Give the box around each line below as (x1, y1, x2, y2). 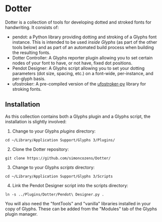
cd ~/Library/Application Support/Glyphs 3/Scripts (5, 174, 113, 179)
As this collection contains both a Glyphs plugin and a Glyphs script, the (5, 113, 151, 119)
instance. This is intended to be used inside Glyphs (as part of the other (12, 39, 158, 45)
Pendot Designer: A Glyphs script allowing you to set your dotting (12, 65, 145, 71)
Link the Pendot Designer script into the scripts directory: (12, 182, 129, 188)
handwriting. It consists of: (5, 24, 59, 30)
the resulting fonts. (12, 50, 51, 55)
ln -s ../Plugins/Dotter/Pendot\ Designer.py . (5, 192, 105, 197)
